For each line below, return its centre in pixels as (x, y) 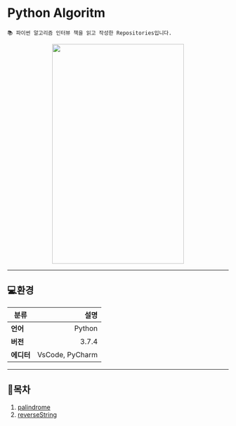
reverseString (37, 414)
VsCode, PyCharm (68, 354)
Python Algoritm (56, 13)
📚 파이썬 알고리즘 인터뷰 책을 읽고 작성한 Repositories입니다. (90, 33)
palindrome (34, 407)
